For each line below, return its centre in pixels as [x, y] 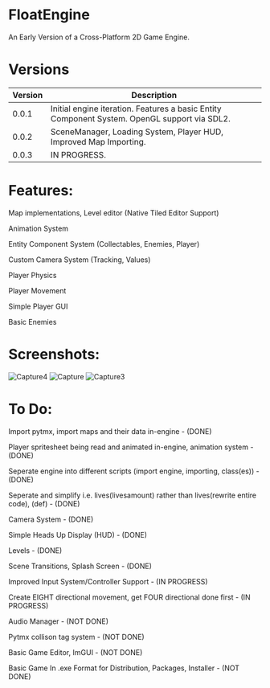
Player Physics [33, 275]
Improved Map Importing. [98, 141]
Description [154, 95]
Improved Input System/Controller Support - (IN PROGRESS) [108, 581]
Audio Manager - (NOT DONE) [59, 621]
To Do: [31, 409]
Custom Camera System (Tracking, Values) [80, 260]
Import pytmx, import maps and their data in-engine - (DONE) [110, 431]
